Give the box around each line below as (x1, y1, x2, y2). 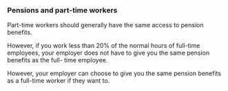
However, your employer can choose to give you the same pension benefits (7, 69, 222, 77)
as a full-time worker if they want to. (7, 77, 110, 85)
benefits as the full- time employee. (7, 56, 108, 64)
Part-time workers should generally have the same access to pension (7, 21, 204, 29)
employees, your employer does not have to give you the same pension (7, 49, 210, 57)
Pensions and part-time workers (7, 5, 118, 15)
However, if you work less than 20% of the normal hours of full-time (7, 42, 200, 50)
